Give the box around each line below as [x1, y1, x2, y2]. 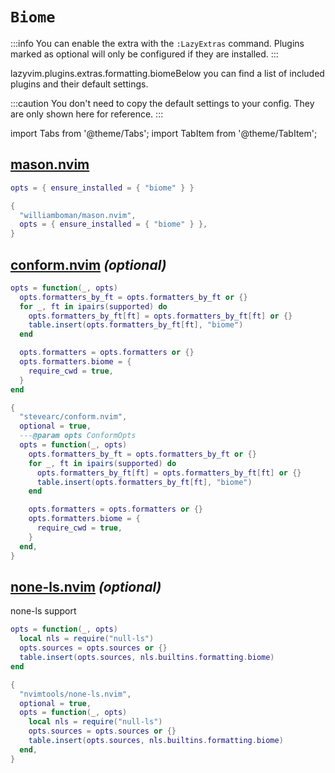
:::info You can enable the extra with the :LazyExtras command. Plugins [10, 37, 305, 49]
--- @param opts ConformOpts [19, 431, 137, 441]
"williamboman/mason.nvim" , [19, 210, 137, 220]
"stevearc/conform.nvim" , [19, 412, 128, 422]
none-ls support [10, 605, 77, 617]
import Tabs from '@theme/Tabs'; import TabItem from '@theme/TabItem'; [10, 127, 318, 139]
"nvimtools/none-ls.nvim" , [19, 689, 132, 699]
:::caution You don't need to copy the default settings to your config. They [10, 97, 315, 109]
